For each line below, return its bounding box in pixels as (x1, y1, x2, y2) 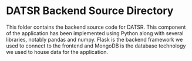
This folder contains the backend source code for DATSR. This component (6, 23, 186, 30)
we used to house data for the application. (6, 48, 109, 55)
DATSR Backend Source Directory (6, 4, 174, 18)
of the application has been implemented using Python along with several (6, 29, 184, 36)
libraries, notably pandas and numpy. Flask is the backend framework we (6, 36, 183, 43)
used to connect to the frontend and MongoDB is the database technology (6, 42, 186, 49)
